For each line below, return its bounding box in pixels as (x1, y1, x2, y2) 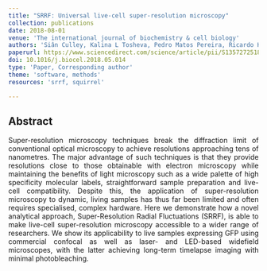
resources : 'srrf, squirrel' (8, 78, 105, 86)
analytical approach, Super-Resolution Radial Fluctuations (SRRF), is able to (8, 211, 259, 221)
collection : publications (8, 19, 94, 27)
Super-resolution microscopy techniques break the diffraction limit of (8, 136, 259, 145)
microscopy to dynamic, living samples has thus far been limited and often (8, 195, 259, 204)
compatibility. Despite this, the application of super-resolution (26, 186, 259, 196)
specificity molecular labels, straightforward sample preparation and (8, 178, 241, 188)
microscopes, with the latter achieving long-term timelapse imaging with (8, 246, 259, 255)
